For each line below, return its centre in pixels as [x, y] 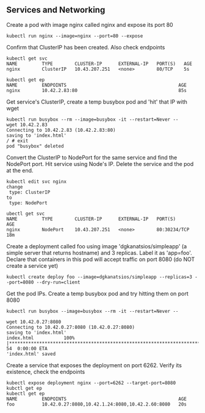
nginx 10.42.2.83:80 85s [97, 90]
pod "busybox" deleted [35, 146]
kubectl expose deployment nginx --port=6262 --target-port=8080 [91, 383]
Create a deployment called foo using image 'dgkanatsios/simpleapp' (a [97, 246]
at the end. [20, 170]
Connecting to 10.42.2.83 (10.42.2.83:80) [61, 130]
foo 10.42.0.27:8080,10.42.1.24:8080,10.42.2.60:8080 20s [97, 404]
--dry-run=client [58, 282]
